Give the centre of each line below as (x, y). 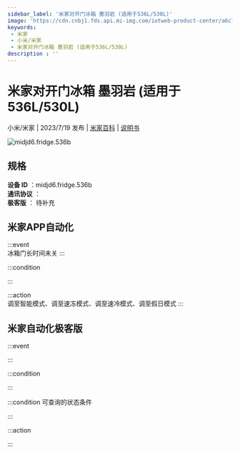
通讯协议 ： (24, 193)
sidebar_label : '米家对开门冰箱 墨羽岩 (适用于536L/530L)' (90, 14)
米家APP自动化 (40, 227)
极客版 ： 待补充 (31, 202)
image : (17, 21)
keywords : (22, 27)
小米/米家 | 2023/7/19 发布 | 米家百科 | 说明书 (74, 127)
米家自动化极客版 (45, 328)
